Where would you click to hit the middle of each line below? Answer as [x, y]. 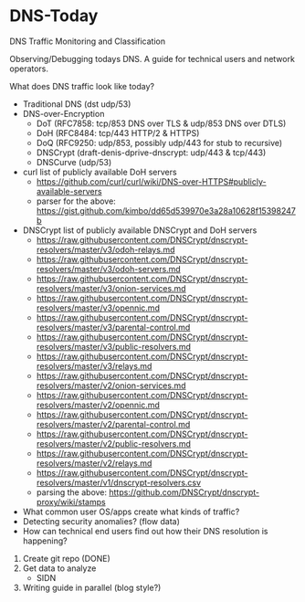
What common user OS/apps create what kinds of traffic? [131, 512]
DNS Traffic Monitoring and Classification [88, 41]
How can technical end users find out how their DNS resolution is [145, 531]
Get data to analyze [59, 568]
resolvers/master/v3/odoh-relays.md [105, 249]
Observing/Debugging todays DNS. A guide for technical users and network [152, 58]
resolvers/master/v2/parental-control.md [113, 424]
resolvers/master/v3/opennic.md [98, 308]
